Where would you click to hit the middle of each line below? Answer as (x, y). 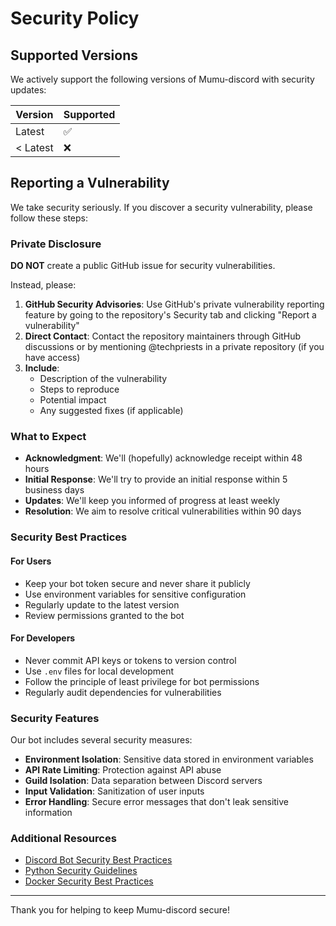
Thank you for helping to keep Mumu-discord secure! (120, 910)
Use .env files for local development (99, 671)
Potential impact (73, 400)
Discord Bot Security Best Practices (98, 860)
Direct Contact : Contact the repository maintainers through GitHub (163, 336)
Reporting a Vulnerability (90, 183)
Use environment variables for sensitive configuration (135, 594)
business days (54, 490)
